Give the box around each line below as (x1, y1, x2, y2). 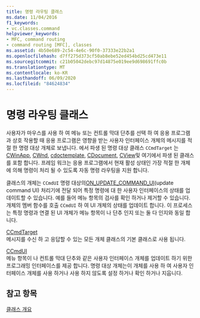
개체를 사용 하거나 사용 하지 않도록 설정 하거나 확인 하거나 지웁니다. (26, 269, 183, 276)
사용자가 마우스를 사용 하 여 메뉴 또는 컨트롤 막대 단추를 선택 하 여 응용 (6, 129, 170, 136)
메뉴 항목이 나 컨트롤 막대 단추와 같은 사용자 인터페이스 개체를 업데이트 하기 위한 (6, 254, 193, 261)
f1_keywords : (6, 20, 39, 26)
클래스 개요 (6, 305, 32, 313)
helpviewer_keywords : (6, 31, 60, 37)
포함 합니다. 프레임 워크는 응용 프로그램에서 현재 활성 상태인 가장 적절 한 (12, 159, 180, 166)
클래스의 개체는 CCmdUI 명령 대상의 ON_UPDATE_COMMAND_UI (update (6, 179, 174, 186)
